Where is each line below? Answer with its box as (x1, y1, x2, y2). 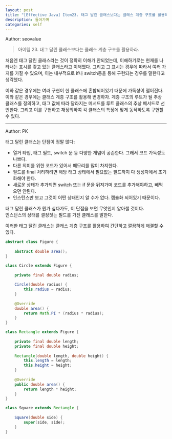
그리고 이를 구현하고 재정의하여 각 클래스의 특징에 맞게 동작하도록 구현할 (20, 107, 164, 113)
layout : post (5, 7, 33, 13)
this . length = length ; (24, 358, 72, 363)
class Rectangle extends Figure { (5, 329, 79, 335)
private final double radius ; (14, 272, 79, 277)
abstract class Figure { (5, 240, 58, 245)
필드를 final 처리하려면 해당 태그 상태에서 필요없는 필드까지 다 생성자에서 (12, 169, 157, 175)
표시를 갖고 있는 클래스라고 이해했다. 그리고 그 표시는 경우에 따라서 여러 (18, 64, 161, 70)
